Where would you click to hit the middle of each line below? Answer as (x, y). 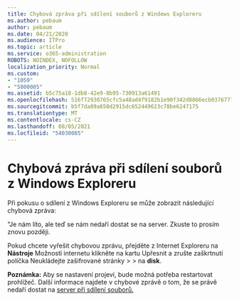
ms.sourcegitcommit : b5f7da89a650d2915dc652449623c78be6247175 (103, 107)
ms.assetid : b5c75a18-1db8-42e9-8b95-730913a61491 (84, 93)
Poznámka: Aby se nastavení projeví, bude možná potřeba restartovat (110, 275)
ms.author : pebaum (34, 21)
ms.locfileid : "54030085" (46, 133)
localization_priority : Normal (54, 67)
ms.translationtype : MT (43, 113)
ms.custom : (23, 73)
